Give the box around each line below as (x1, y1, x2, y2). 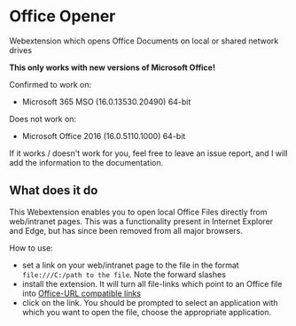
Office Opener (9, 6, 116, 27)
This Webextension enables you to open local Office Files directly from (9, 206, 268, 217)
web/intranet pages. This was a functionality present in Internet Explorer (9, 215, 273, 227)
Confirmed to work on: (9, 79, 92, 89)
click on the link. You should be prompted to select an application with (21, 297, 278, 307)
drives (9, 44, 33, 55)
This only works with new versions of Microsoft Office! (9, 62, 215, 73)
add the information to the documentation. (9, 157, 164, 167)
